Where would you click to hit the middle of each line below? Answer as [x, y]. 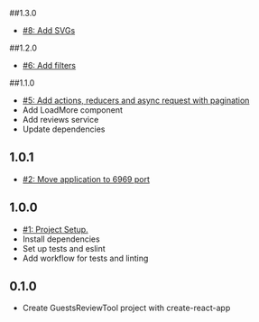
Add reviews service [60, 120]
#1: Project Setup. [55, 229]
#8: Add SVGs [49, 30]
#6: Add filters [49, 65]
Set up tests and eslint [64, 248]
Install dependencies [61, 239]
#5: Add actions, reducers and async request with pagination [136, 100]
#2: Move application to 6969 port [86, 179]
